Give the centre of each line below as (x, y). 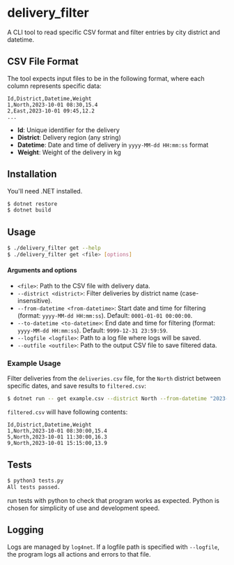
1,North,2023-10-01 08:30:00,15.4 (57, 431)
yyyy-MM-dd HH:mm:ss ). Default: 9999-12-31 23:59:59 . (93, 330)
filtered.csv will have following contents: (68, 412)
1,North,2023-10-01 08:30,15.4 (53, 105)
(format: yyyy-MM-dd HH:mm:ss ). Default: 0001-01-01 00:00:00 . (105, 316)
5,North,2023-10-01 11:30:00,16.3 (57, 437)
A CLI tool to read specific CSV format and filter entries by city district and (114, 32)
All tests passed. (34, 487)
